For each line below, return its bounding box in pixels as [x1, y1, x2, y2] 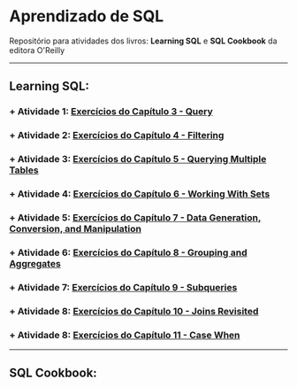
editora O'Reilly [9, 44, 65, 55]
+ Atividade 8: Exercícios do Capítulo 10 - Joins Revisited [9, 305, 259, 317]
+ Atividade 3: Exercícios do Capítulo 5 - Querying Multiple [9, 153, 267, 166]
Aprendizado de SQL [9, 6, 164, 27]
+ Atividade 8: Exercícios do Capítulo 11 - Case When [9, 329, 240, 341]
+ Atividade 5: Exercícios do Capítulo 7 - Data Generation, [9, 211, 262, 223]
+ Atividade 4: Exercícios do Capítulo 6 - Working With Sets [9, 188, 270, 200]
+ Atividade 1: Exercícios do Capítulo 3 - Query [9, 105, 214, 118]
